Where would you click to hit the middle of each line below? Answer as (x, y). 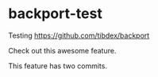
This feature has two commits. (58, 66)
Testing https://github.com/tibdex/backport (79, 35)
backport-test (56, 14)
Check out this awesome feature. (62, 50)
